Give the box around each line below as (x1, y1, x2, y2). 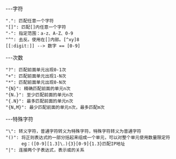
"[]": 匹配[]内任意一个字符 (5, 24, 67, 30)
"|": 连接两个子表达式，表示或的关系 (5, 147, 85, 153)
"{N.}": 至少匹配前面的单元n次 (5, 92, 74, 98)
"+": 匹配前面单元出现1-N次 (5, 73, 67, 79)
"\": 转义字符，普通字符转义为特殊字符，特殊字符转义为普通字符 (5, 128, 142, 134)
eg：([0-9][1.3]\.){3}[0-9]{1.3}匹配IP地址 (21, 141, 125, 147)
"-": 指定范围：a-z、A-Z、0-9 (5, 31, 74, 37)
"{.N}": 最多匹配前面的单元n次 (5, 98, 74, 104)
